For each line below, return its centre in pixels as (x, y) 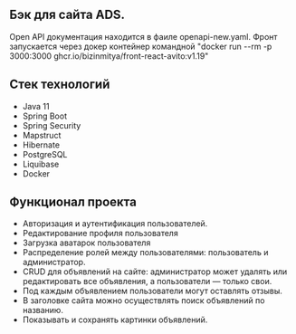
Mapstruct (42, 135)
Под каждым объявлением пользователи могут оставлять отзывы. (153, 291)
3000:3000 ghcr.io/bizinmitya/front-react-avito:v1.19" (109, 56)
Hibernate (41, 145)
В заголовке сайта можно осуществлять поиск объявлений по (143, 301)
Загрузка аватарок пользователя (86, 243)
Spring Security (52, 125)
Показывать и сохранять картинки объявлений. (115, 320)
